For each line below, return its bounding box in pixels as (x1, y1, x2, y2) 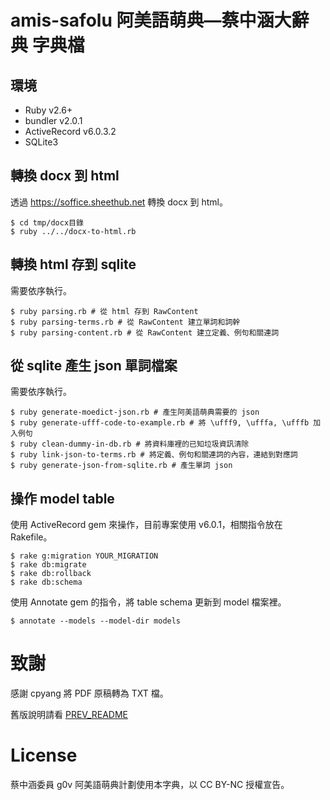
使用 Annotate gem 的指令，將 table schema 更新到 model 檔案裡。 (10, 596, 287, 608)
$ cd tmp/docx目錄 (10, 217, 84, 228)
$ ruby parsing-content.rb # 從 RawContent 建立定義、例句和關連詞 (10, 327, 280, 338)
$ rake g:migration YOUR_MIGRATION (10, 551, 159, 561)
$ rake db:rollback (10, 569, 92, 579)
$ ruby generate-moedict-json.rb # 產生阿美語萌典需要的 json (10, 407, 260, 418)
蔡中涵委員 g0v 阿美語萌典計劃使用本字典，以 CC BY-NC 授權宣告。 (10, 779, 290, 791)
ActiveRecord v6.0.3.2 (24, 126, 117, 137)
